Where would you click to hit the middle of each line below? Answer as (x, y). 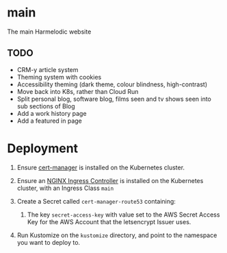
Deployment (43, 148)
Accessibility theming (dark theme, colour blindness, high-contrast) (112, 84)
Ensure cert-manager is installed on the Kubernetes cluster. (101, 167)
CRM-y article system (48, 69)
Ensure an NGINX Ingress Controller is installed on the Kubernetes (110, 180)
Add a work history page (52, 113)
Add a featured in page (49, 121)
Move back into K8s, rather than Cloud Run (78, 91)
